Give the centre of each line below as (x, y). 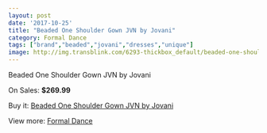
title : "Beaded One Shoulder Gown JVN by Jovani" (92, 30)
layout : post (30, 15)
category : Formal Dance (48, 38)
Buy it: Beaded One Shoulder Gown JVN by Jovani (91, 105)
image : (19, 52)
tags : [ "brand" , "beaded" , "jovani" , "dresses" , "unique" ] (101, 45)
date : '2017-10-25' (41, 23)
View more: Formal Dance (50, 121)
